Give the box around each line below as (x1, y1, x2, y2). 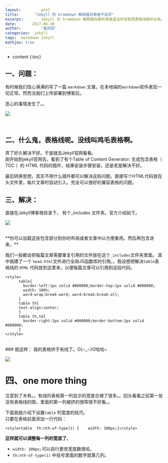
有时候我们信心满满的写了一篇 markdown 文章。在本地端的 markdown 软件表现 (5, 84, 157, 90)
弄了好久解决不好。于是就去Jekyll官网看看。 (5, 150, 96, 156)
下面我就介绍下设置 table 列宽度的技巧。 (5, 409, 88, 416)
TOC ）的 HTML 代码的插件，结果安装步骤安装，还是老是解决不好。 (5, 162, 145, 168)
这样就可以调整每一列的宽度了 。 (5, 435, 71, 441)
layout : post (5, 7, 50, 13)
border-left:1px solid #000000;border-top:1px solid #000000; (23, 284, 155, 289)
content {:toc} (12, 54, 41, 60)
